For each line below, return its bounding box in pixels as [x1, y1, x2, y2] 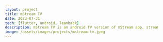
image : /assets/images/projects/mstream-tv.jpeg [5, 29, 105, 34]
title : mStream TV [5, 12, 42, 16]
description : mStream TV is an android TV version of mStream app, [5, 25, 145, 30]
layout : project [5, 7, 38, 12]
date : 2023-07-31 [5, 16, 40, 21]
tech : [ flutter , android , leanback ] [5, 20, 79, 26]
